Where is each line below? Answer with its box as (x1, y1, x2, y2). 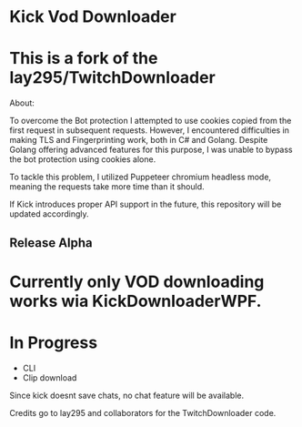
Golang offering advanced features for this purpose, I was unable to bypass (9, 144, 293, 156)
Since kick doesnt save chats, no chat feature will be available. (9, 390, 244, 401)
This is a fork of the (9, 48, 158, 69)
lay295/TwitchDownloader (9, 67, 216, 88)
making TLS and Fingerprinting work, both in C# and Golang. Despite (9, 135, 268, 146)
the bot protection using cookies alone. (9, 154, 156, 165)
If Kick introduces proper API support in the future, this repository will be (9, 198, 282, 210)
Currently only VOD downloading (9, 271, 265, 292)
